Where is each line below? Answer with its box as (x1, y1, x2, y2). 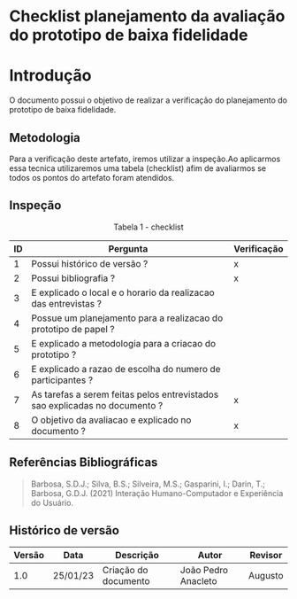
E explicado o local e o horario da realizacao (31, 286, 215, 299)
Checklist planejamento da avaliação (9, 6, 286, 27)
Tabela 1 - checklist (113, 222, 184, 232)
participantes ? (31, 374, 94, 386)
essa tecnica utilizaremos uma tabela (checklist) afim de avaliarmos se (9, 162, 267, 174)
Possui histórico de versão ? (31, 257, 148, 269)
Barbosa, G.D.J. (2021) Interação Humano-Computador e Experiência (30, 487, 284, 498)
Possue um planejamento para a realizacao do (31, 312, 224, 324)
